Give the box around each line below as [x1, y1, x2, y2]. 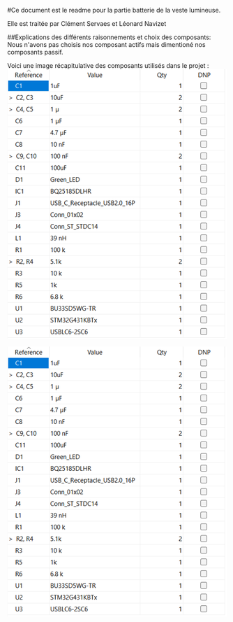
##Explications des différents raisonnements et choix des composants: [7, 33, 211, 41]
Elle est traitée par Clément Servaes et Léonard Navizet [7, 20, 167, 27]
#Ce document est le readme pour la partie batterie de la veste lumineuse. [7, 6, 221, 14]
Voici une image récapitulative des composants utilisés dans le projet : [7, 62, 209, 69]
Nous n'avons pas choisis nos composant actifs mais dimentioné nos [7, 41, 206, 48]
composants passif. [7, 48, 64, 56]
